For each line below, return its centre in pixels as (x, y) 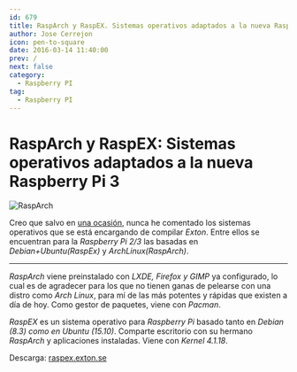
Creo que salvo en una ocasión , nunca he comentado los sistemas (130, 223)
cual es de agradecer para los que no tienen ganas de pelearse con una (140, 286)
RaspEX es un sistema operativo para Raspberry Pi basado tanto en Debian (147, 322)
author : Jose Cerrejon (51, 34)
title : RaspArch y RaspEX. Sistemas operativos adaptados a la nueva (140, 26)
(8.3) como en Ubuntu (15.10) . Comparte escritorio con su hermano (131, 331)
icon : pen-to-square (47, 42)
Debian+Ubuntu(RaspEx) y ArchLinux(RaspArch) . (99, 251)
